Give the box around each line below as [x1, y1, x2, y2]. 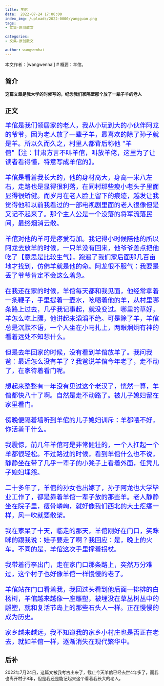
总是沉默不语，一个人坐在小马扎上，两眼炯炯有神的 [5, 323, 159, 332]
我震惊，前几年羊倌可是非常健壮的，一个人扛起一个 [5, 440, 159, 449]
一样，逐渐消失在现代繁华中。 [43, 638, 133, 646]
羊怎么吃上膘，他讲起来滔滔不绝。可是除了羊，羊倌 [5, 314, 159, 323]
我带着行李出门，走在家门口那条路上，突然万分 [5, 561, 146, 569]
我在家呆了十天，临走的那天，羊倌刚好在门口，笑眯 [5, 527, 159, 535]
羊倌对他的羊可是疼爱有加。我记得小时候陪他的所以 [5, 235, 159, 243]
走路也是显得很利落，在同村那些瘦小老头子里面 [18, 183, 159, 191]
